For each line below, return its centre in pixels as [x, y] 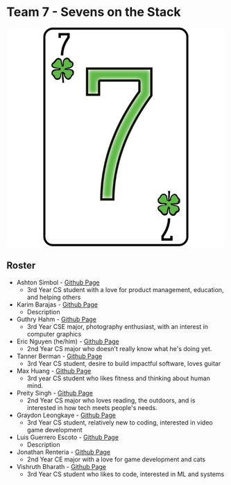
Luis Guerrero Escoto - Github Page [68, 437]
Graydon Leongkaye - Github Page [66, 415]
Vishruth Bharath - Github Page [61, 466]
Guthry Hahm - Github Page [56, 319]
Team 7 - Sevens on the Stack [94, 12]
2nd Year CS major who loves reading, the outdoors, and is [111, 400]
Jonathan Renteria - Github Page [63, 452]
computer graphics [54, 334]
